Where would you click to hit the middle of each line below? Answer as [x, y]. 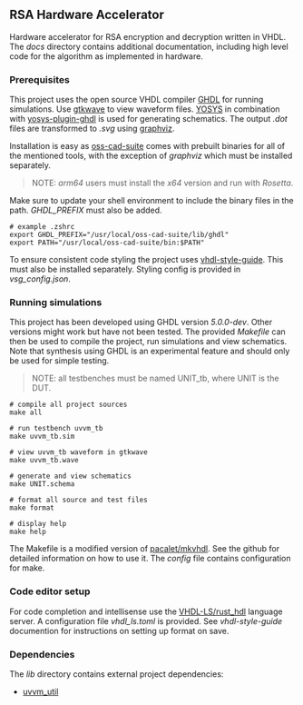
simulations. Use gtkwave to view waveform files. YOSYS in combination [145, 109]
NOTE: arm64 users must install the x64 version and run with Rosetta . [162, 183]
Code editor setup [50, 591]
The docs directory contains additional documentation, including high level [149, 46]
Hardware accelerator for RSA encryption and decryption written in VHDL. [148, 36]
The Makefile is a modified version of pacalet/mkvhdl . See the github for [144, 549]
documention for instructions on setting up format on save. [119, 631]
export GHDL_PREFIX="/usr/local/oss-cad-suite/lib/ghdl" [119, 235]
